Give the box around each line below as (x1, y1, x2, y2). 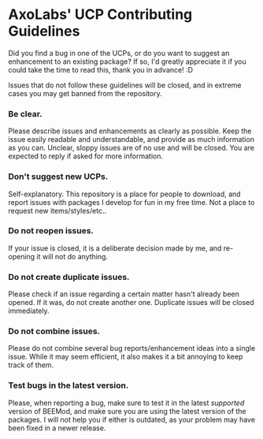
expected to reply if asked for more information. (8, 151, 164, 161)
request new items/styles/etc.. (8, 206, 107, 215)
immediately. (8, 306, 50, 316)
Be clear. (8, 108, 43, 119)
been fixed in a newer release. (8, 423, 106, 433)
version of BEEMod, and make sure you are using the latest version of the (8, 406, 246, 415)
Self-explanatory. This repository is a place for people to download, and (8, 189, 242, 199)
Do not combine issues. (8, 326, 101, 337)
